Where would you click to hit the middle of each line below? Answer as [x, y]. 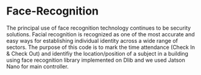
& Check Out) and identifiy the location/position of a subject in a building [97, 53]
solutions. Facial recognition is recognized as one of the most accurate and [100, 34]
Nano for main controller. [37, 66]
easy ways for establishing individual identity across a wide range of [92, 41]
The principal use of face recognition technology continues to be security [99, 28]
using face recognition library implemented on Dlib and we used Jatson [96, 60]
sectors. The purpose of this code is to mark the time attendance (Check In [100, 47]
